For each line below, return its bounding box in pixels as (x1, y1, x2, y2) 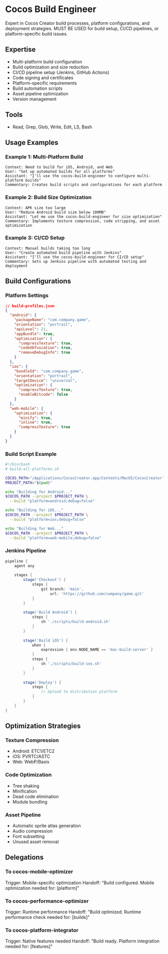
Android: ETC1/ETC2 (12, 748, 55, 754)
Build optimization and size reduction (12, 64, 89, 70)
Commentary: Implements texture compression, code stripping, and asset (5, 218, 160, 224)
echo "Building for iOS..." (5, 508, 64, 513)
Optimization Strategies (5, 722, 81, 730)
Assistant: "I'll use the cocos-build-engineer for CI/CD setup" (5, 254, 144, 259)
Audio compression (12, 828, 53, 834)
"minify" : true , (18, 415, 52, 420)
